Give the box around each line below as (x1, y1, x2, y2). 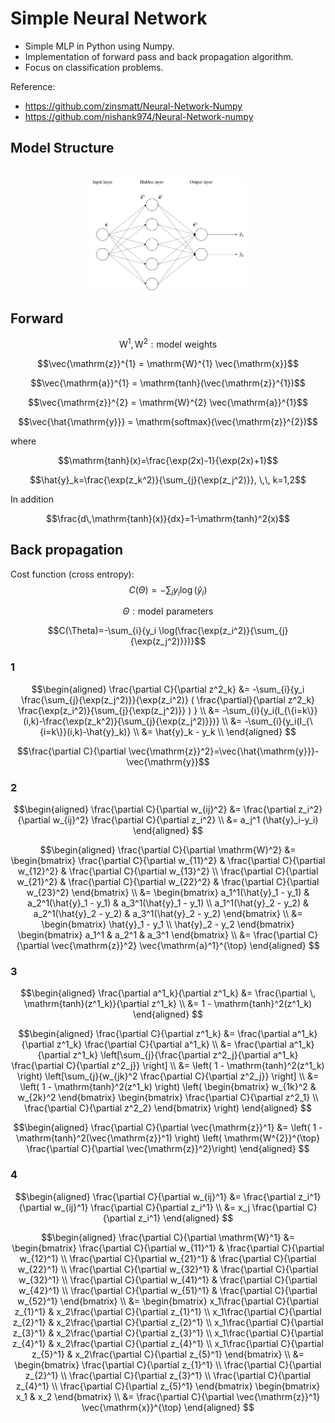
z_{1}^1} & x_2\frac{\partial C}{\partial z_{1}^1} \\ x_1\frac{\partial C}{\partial (14, 1305, 322, 1317)
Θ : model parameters (122, 605, 214, 617)
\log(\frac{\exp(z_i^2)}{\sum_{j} (158, 625, 289, 637)
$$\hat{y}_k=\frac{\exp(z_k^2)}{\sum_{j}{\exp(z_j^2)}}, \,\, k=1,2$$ (29, 473, 307, 486)
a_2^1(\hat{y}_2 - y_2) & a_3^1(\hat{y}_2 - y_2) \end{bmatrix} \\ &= (33, 908, 303, 920)
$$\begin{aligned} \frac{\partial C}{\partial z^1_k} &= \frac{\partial (18, 1028, 290, 1040)
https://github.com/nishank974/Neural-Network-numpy (24, 110, 254, 122)
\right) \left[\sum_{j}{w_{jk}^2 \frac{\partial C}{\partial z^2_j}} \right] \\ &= (16, 1070, 320, 1082)
